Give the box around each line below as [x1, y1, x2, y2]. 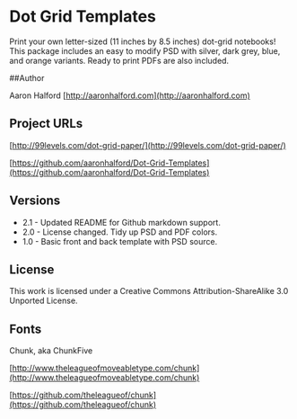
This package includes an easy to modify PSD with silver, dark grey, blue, [9, 45, 281, 56]
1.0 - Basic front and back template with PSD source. [22, 236, 218, 246]
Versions [9, 193, 61, 209]
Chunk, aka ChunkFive [9, 345, 93, 356]
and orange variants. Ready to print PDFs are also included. [9, 55, 230, 66]
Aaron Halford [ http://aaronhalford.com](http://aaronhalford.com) [9, 90, 251, 101]
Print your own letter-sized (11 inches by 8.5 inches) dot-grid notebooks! [9, 36, 276, 47]
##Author [9, 72, 45, 83]
